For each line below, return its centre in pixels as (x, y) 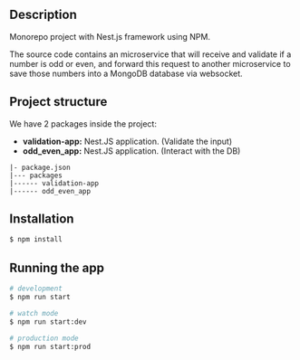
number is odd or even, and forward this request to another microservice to (150, 63)
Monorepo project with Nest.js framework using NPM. (110, 36)
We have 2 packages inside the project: (83, 123)
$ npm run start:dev (48, 322)
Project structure (58, 102)
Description (43, 15)
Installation (42, 219)
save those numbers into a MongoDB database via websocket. (126, 73)
